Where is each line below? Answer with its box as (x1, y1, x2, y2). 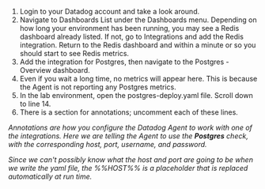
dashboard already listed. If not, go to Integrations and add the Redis (19, 32, 244, 41)
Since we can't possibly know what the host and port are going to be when (8, 155, 253, 164)
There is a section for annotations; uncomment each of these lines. (19, 108, 239, 117)
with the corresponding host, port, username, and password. (8, 140, 207, 149)
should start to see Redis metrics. (19, 49, 129, 58)
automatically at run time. (8, 172, 93, 181)
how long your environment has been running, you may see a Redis (19, 24, 240, 32)
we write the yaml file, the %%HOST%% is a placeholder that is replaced (8, 164, 248, 172)
